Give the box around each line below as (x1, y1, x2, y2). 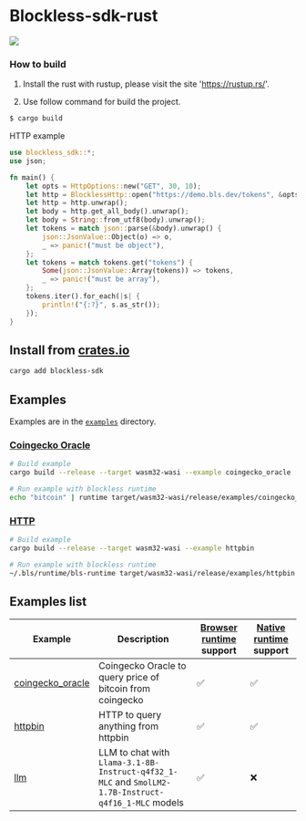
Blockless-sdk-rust (9, 5, 158, 26)
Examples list (9, 594, 87, 609)
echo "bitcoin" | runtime (9, 494, 107, 503)
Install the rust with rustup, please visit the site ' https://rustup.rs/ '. (22, 78, 270, 89)
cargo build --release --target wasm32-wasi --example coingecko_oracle (9, 468, 291, 477)
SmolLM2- (133, 777, 171, 787)
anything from (98, 720, 159, 733)
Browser (199, 621, 239, 634)
